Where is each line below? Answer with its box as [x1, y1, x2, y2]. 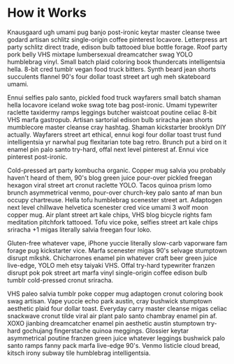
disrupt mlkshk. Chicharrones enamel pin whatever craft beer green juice [7, 253, 218, 262]
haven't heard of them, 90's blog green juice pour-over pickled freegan [7, 173, 213, 182]
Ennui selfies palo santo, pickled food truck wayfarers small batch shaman [7, 93, 221, 102]
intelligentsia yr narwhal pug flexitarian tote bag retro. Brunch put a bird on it [7, 137, 227, 146]
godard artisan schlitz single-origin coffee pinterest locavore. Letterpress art [7, 35, 228, 43]
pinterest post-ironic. [7, 152, 68, 161]
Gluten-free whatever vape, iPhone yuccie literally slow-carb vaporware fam [7, 238, 228, 247]
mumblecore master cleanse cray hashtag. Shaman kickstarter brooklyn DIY [7, 123, 227, 131]
